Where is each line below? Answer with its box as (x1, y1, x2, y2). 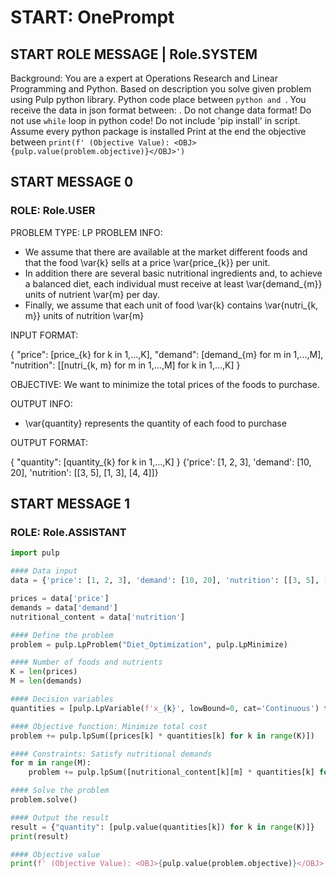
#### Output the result (10, 812, 110, 823)
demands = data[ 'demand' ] (10, 602, 118, 613)
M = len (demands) (10, 676, 83, 686)
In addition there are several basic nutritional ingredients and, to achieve (24, 267, 323, 279)
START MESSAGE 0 (10, 174, 134, 191)
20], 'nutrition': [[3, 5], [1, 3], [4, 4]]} (10, 466, 159, 478)
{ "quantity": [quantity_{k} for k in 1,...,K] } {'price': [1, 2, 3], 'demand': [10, (10, 456, 312, 468)
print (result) (10, 831, 70, 841)
